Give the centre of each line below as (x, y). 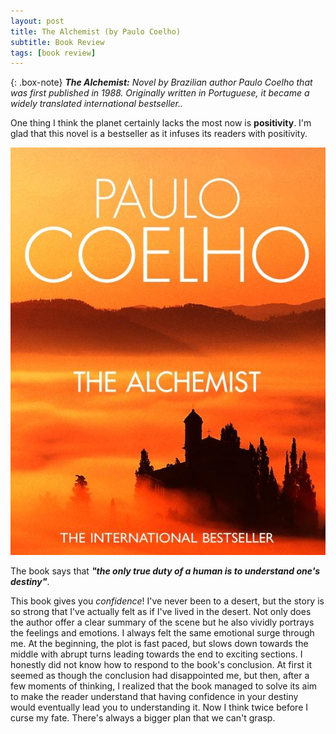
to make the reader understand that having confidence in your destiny (154, 696)
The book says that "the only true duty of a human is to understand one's (165, 571)
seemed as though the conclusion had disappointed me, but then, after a (160, 675)
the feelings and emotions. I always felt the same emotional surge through (162, 632)
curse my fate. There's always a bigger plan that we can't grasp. (143, 717)
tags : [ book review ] (53, 53)
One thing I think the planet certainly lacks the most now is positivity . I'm (161, 123)
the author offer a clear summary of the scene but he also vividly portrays (162, 622)
